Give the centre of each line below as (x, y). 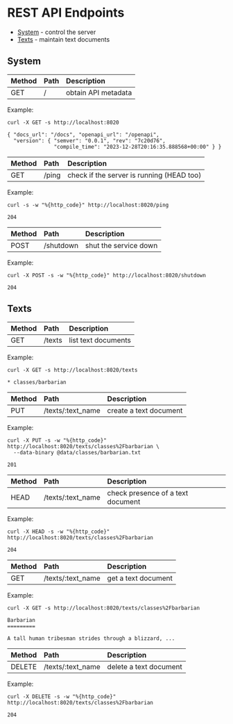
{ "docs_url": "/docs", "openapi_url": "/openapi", (83, 134)
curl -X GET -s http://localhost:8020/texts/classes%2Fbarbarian (103, 608)
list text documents (100, 340)
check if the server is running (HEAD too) (134, 175)
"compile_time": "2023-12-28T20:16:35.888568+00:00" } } (138, 147)
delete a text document (145, 666)
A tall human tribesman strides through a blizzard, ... (91, 638)
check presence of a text (148, 493)
